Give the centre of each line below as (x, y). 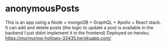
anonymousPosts (42, 9)
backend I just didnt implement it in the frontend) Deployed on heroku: (77, 33)
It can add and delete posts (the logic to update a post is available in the (79, 27)
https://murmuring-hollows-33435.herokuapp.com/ (58, 38)
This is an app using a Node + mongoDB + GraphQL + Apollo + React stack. (83, 22)
